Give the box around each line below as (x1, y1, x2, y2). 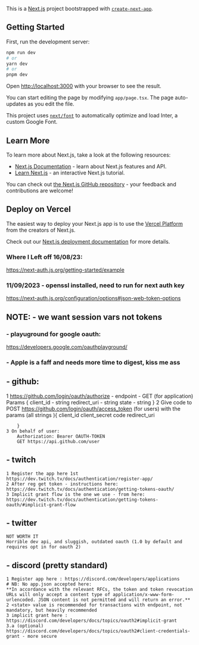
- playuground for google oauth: (6, 330, 101, 338)
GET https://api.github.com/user (17, 438, 100, 444)
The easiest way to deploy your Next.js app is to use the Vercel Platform (6, 220, 184, 227)
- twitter (6, 518, 38, 528)
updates (6, 101, 27, 108)
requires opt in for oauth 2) (6, 544, 82, 550)
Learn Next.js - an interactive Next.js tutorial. (14, 169, 125, 176)
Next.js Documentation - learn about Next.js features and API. (14, 163, 167, 170)
